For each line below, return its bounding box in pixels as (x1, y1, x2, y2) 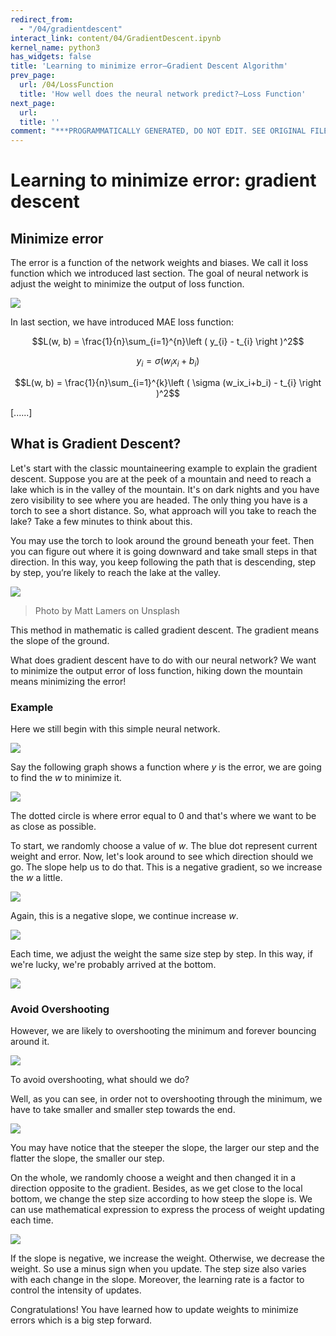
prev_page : (10, 71, 56, 81)
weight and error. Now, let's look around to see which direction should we (10, 851, 314, 863)
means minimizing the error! (10, 675, 127, 687)
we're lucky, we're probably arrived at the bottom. (10, 959, 217, 971)
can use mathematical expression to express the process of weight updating (10, 1204, 325, 1216)
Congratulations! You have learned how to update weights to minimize (10, 1304, 299, 1316)
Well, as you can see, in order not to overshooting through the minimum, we (10, 1093, 323, 1105)
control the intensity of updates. (10, 1284, 142, 1296)
